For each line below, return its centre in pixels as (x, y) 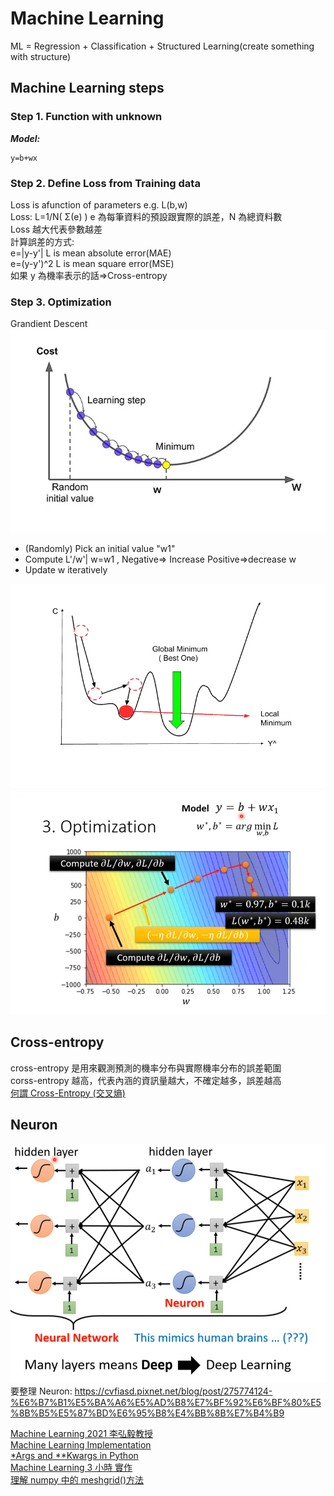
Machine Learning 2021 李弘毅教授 (82, 1433)
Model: (25, 138)
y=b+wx (24, 158)
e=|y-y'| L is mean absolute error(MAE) (91, 253)
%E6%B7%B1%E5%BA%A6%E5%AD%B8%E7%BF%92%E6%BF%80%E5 (166, 1402)
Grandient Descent (49, 324)
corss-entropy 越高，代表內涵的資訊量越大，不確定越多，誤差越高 (146, 1080)
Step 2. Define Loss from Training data (105, 183)
